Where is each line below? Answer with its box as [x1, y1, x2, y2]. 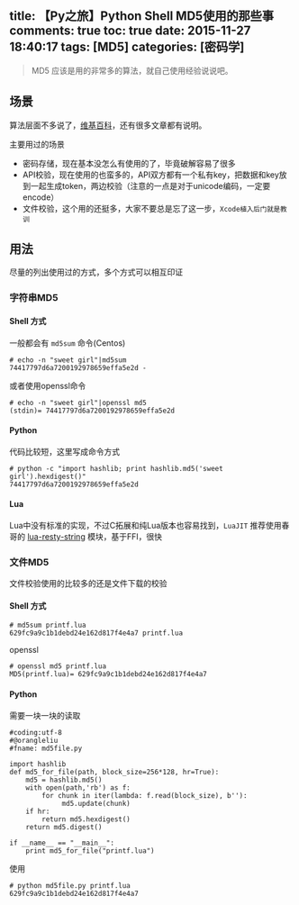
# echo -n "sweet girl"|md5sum [9, 355, 127, 365]
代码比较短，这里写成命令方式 [9, 446, 120, 457]
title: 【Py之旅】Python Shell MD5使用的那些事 [9, 8, 275, 24]
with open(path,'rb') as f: [25, 783, 131, 792]
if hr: [25, 807, 50, 816]
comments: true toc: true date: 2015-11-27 [9, 23, 251, 39]
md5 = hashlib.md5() [25, 775, 103, 784]
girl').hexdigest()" [9, 472, 87, 481]
